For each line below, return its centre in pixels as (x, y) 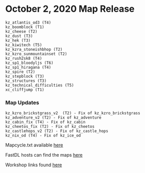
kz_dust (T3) (19, 36)
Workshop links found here (34, 165)
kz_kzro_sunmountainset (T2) (36, 54)
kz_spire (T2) (20, 72)
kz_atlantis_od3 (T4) (28, 23)
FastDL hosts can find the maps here (44, 155)
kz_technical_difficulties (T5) (40, 85)
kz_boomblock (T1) (25, 27)
